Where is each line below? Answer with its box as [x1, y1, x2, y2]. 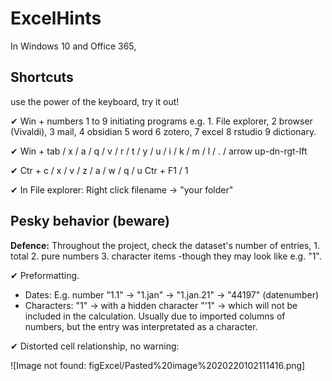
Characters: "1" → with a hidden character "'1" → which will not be [24, 299, 298, 311]
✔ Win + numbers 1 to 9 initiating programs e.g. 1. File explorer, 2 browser [10, 115, 313, 127]
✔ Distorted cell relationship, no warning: [10, 340, 180, 352]
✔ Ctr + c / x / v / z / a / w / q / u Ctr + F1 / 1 [10, 164, 189, 176]
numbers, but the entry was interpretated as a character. [24, 320, 258, 332]
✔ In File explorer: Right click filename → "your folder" [10, 183, 234, 196]
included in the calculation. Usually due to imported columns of [24, 310, 286, 322]
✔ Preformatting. [10, 269, 80, 281]
